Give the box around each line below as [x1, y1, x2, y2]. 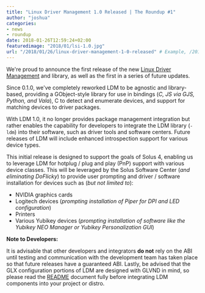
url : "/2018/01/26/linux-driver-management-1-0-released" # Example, [6, 49, 187, 55]
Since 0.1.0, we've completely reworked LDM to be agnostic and [6, 84, 167, 91]
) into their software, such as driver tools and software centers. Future [14, 128, 190, 135]
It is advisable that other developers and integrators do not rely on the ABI [6, 247, 193, 254]
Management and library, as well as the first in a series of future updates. [6, 72, 190, 80]
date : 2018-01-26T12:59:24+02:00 [6, 37, 92, 43]
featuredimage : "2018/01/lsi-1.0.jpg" [6, 43, 105, 50]
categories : [6, 20, 37, 26]
